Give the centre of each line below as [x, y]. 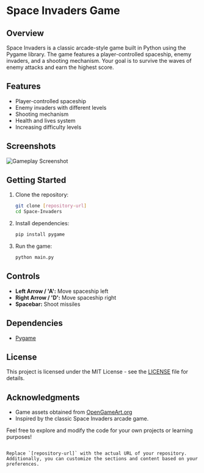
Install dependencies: [42, 223]
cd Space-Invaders [38, 212]
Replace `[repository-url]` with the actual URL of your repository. [97, 453]
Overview [25, 33]
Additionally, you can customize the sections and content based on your [102, 459]
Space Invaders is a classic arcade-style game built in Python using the [96, 48]
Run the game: [34, 246]
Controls [23, 276]
